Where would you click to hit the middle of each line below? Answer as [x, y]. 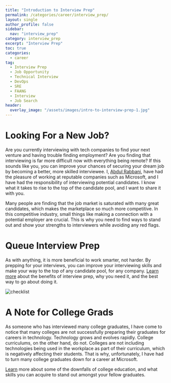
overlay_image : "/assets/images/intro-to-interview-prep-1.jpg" [80, 110]
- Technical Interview [34, 77]
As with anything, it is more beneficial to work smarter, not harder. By [78, 260]
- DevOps [19, 82]
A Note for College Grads [59, 313]
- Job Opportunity [30, 72]
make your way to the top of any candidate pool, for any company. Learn [82, 271]
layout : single [22, 19]
